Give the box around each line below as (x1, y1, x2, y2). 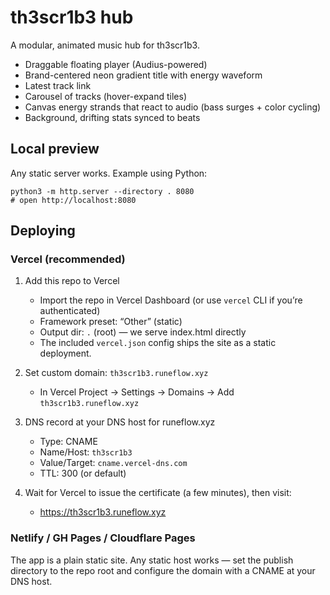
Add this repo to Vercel (24, 275, 120, 287)
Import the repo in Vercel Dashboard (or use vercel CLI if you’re (39, 294, 303, 306)
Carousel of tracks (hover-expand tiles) (24, 90, 187, 102)
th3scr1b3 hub (10, 6, 134, 29)
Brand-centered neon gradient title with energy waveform (24, 69, 263, 81)
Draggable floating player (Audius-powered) (24, 58, 208, 70)
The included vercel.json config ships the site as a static (39, 337, 277, 349)
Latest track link (24, 79, 92, 91)
